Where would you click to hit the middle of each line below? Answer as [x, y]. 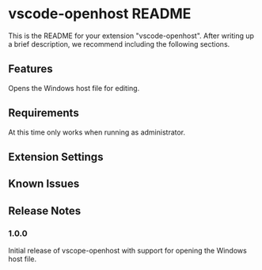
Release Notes [45, 211]
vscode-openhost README [100, 14]
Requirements [44, 113]
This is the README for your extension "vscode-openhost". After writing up [131, 36]
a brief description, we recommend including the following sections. [119, 44]
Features [30, 69]
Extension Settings [56, 156]
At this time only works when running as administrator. [97, 132]
